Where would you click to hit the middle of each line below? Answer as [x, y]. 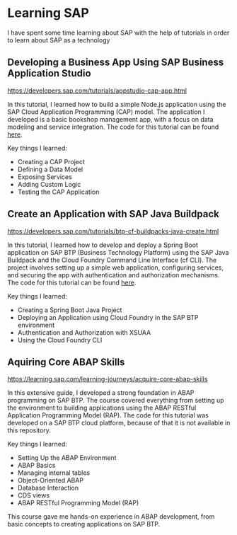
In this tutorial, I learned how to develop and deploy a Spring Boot [103, 245]
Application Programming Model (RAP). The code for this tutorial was [108, 415]
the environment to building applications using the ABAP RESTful [102, 408]
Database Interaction [48, 488]
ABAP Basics [36, 466]
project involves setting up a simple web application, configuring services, [116, 267]
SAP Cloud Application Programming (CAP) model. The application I [106, 112]
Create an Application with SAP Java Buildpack [113, 214]
